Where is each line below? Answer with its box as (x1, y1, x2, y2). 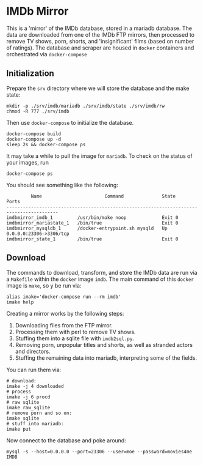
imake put (6, 426, 32, 432)
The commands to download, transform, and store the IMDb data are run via (6, 269, 198, 276)
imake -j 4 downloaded (6, 383, 64, 389)
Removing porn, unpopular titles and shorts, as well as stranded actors (15, 341, 193, 348)
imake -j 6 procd (6, 393, 51, 400)
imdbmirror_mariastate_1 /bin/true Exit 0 (6, 220, 179, 226)
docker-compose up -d (6, 136, 62, 142)
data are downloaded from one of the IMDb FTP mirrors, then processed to (6, 31, 195, 38)
